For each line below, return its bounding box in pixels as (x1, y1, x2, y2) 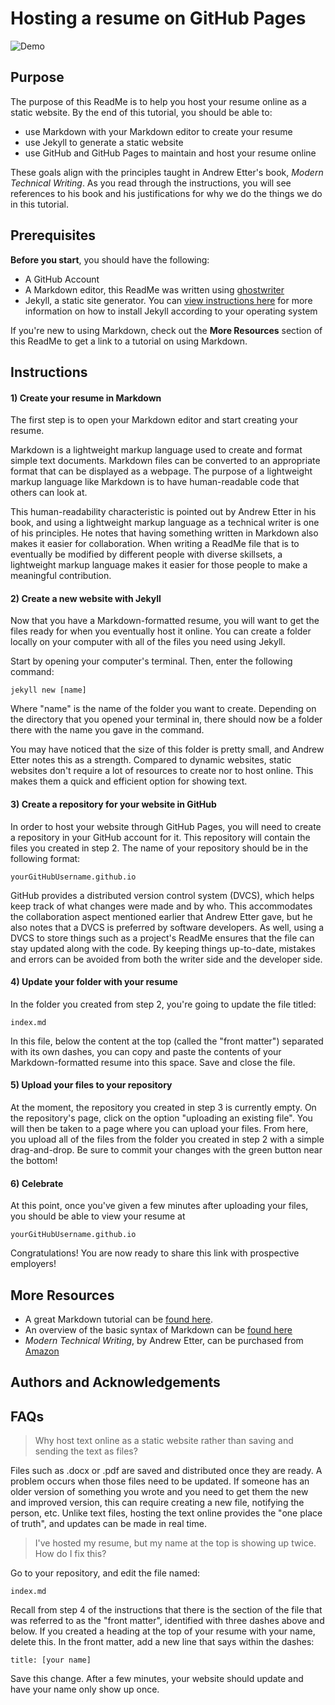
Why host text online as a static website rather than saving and (34, 1435, 294, 1447)
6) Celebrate (10, 1177, 64, 1189)
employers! (10, 1258, 57, 1270)
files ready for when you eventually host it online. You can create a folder (10, 625, 312, 637)
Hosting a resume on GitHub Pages (10, 7, 307, 30)
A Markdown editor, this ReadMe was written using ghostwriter (24, 283, 285, 296)
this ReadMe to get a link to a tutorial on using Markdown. (10, 335, 248, 347)
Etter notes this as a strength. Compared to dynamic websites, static (10, 754, 292, 766)
